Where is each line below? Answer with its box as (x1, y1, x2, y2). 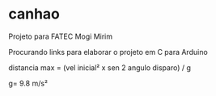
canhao (8, 5, 61, 23)
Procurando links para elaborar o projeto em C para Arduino (8, 47, 208, 56)
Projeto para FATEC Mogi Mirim (8, 31, 113, 41)
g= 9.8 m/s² (8, 78, 49, 88)
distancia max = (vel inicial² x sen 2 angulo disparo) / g (8, 62, 192, 73)
